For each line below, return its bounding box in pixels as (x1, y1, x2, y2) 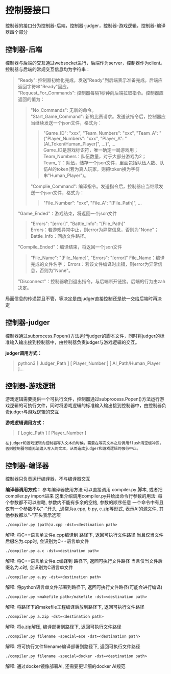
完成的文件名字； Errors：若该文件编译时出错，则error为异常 (30, 261, 158, 267)
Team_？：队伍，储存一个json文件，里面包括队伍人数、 (43, 159, 160, 166)
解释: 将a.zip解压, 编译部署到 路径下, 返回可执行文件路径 (5, 623, 121, 630)
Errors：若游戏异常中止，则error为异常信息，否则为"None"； (30, 227, 159, 233)
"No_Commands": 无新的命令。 (30, 107, 96, 113)
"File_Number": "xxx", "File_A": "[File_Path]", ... (43, 199, 142, 206)
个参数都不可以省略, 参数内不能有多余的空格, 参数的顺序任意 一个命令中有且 (5, 500, 164, 506)
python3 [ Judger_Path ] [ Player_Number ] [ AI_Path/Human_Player (17, 360, 161, 366)
